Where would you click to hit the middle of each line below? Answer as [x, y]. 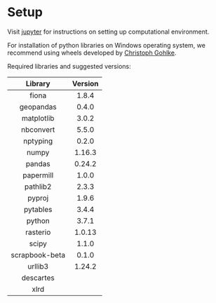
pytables [38, 209]
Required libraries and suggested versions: [69, 66]
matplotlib [38, 118]
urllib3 [38, 266]
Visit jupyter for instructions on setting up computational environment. [108, 32]
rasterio [38, 232]
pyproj [38, 198]
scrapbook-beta [38, 255]
